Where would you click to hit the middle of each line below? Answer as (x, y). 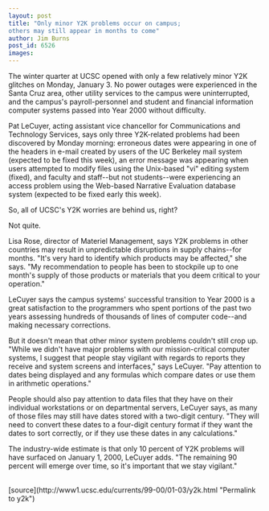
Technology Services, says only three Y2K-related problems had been (124, 134)
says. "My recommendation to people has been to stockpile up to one (123, 267)
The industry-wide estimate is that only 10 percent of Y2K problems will (126, 449)
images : (21, 53)
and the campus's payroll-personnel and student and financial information (131, 102)
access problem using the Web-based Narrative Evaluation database (122, 185)
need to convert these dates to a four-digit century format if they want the (130, 424)
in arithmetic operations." (50, 383)
